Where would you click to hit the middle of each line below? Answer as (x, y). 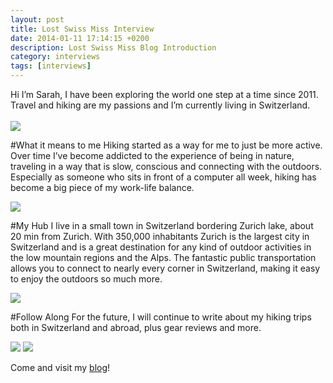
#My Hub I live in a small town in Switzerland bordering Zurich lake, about (162, 225)
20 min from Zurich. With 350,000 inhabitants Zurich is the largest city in (160, 236)
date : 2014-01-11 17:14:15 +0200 (80, 38)
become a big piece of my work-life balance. (102, 187)
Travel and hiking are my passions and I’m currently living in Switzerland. (160, 105)
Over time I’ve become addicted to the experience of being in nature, (152, 155)
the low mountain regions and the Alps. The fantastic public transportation (163, 257)
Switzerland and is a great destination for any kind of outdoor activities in (161, 247)
